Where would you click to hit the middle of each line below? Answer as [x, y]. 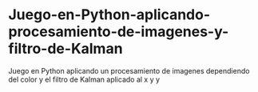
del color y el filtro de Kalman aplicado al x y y [84, 79]
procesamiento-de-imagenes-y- [119, 32]
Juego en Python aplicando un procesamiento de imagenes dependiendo [129, 70]
